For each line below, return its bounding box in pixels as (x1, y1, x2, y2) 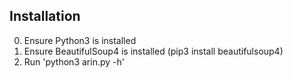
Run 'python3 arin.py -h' (23, 55, 125, 68)
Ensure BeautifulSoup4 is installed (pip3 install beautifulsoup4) (23, 45, 284, 57)
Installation (9, 8, 81, 25)
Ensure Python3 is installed (23, 34, 137, 46)
